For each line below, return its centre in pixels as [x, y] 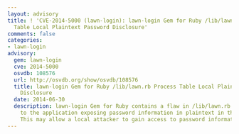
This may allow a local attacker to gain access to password [112, 119]
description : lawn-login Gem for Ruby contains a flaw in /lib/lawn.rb [122, 106]
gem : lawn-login [38, 60]
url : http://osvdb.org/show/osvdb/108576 [76, 80]
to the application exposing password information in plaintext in [122, 113]
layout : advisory [33, 14]
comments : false [31, 34]
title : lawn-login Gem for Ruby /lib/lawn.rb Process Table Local [114, 86]
